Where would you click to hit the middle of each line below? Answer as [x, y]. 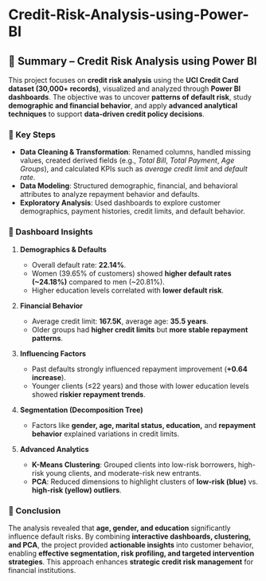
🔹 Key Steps [32, 135]
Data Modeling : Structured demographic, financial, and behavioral [129, 186]
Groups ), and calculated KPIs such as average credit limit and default [134, 169]
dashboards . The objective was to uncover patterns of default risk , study [130, 97]
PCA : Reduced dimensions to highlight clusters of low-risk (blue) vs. [145, 481]
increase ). [49, 377]
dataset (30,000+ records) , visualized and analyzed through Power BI [125, 88]
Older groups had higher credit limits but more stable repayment [140, 329]
